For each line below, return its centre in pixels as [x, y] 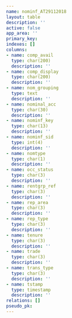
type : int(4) [27, 142]
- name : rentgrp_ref [31, 186]
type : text [25, 93]
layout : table [23, 17]
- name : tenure [25, 235]
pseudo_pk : [19, 306]
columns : [17, 50]
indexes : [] [20, 45]
